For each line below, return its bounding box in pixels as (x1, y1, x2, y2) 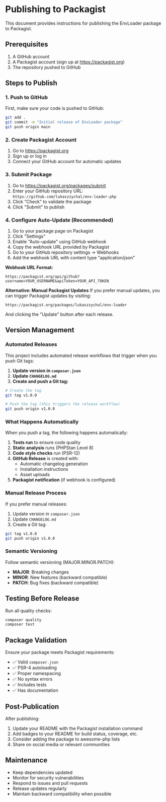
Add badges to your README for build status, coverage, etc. (12, 731, 138, 737)
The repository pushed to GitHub (12, 64, 81, 70)
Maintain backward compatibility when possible (12, 790, 112, 796)
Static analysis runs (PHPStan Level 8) (12, 445, 94, 451)
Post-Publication (5, 702, 59, 711)
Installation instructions (20, 466, 68, 472)
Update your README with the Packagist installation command (12, 725, 143, 731)
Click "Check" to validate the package (12, 198, 92, 204)
